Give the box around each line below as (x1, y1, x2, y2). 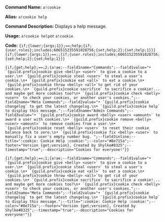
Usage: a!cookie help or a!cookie (5, 33, 73, 39)
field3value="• (5, 113, 37, 118)
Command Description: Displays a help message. (5, 23, 107, 29)
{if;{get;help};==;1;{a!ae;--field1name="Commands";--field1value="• (5, 156, 152, 161)
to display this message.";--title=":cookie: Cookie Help (5, 199, 127, 204)
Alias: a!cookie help (5, 14, 47, 19)
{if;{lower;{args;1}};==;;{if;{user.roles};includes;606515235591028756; (5, 52, 161, 57)
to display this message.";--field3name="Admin (5, 108, 105, 113)
